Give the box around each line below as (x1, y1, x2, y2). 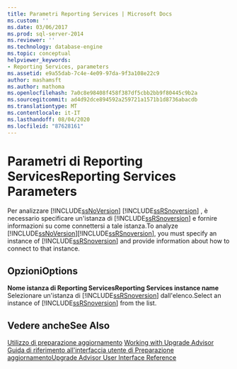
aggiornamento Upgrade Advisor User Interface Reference (7, 353, 177, 362)
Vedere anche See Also (7, 319, 110, 331)
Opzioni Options (7, 265, 78, 277)
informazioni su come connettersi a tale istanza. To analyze (7, 221, 179, 231)
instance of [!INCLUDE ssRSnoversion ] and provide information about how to (7, 237, 230, 246)
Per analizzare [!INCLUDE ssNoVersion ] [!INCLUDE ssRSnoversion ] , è (7, 206, 209, 215)
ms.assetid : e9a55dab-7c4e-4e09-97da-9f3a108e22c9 (7, 70, 160, 77)
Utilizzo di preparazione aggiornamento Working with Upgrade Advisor (7, 338, 214, 347)
